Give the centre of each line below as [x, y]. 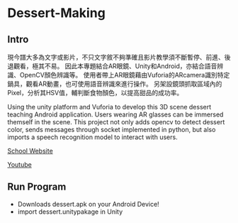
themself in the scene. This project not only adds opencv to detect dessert [116, 122]
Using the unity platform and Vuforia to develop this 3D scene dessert [109, 107]
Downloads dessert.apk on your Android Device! [88, 204]
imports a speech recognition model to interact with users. [93, 137]
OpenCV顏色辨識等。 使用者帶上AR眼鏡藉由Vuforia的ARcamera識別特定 [125, 75]
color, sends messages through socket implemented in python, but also [112, 130]
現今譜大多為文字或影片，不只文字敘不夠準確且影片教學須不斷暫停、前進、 [116, 57]
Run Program [37, 187]
